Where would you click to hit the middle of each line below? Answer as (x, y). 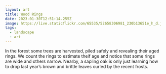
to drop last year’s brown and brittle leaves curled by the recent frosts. (77, 66)
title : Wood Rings (24, 14)
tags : (11, 28)
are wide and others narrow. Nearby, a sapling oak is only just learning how (82, 61)
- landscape (22, 32)
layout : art (17, 10)
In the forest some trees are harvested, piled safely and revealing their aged (82, 51)
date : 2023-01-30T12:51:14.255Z (38, 19)
